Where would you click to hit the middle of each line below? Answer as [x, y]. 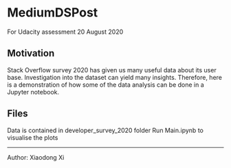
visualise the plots [33, 137]
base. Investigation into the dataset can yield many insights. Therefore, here [114, 77]
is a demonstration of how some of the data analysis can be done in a [106, 85]
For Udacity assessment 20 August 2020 [65, 32]
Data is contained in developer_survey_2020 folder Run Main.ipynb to [106, 130]
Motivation [31, 53]
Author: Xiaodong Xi [36, 157]
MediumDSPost [53, 13]
